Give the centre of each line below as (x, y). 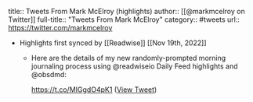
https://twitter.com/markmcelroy (60, 28)
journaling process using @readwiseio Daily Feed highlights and (134, 66)
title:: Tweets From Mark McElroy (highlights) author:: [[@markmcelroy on (127, 11)
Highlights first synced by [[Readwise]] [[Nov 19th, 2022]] (113, 43)
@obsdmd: (49, 74)
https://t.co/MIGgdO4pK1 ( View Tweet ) (94, 90)
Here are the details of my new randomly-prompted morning (128, 58)
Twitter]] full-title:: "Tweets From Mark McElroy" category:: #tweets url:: (124, 19)
